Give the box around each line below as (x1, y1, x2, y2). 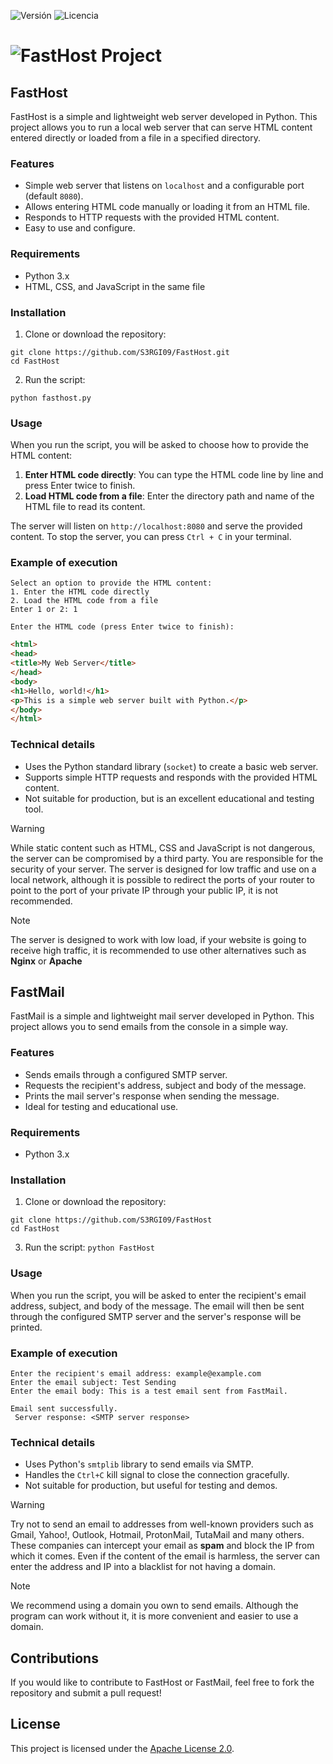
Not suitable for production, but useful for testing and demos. (24, 1480, 278, 1492)
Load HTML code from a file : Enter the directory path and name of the (24, 490, 315, 502)
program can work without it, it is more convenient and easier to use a (10, 1610, 299, 1622)
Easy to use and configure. (24, 222, 136, 234)
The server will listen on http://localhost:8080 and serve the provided (10, 520, 303, 532)
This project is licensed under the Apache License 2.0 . (10, 1742, 235, 1754)
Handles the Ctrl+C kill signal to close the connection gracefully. (24, 1469, 290, 1481)
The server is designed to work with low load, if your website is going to (10, 933, 307, 945)
